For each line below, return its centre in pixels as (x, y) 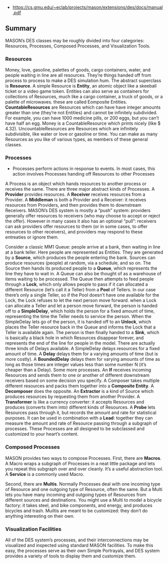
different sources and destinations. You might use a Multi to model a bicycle (83, 500)
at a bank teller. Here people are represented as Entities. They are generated (84, 252)
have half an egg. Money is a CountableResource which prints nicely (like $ (83, 123)
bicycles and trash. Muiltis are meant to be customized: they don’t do (76, 511)
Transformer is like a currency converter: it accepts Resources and (75, 402)
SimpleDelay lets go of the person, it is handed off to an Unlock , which (78, 322)
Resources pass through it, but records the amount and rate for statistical (81, 413)
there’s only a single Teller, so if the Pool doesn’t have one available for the (82, 295)
